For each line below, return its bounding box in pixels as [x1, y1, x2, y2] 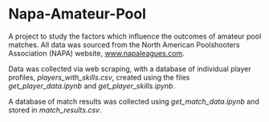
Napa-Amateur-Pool [8, 5, 147, 23]
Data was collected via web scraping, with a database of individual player [8, 63, 251, 73]
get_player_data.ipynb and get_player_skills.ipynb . [8, 81, 175, 91]
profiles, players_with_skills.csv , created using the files [8, 72, 190, 82]
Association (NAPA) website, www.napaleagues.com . [8, 48, 185, 58]
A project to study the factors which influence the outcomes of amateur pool [8, 31, 262, 41]
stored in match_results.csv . [8, 105, 102, 115]
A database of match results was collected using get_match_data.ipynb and [8, 96, 259, 106]
